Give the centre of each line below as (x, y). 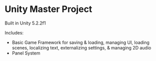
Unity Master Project (48, 9)
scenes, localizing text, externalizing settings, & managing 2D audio (81, 47)
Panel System (26, 53)
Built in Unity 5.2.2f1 (25, 23)
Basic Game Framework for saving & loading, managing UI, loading (80, 42)
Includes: (14, 32)
